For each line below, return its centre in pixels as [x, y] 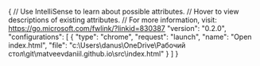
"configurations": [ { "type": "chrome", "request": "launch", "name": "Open [130, 37]
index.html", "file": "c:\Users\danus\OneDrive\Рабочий [97, 45]
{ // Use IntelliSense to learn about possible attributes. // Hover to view [124, 12]
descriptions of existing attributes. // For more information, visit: [113, 20]
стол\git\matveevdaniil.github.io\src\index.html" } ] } [93, 54]
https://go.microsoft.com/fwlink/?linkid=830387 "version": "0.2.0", [117, 28]
